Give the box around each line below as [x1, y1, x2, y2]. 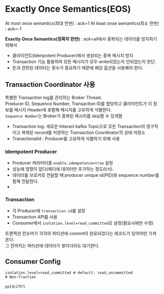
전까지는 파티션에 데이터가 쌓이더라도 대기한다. [10, 243, 100, 249]
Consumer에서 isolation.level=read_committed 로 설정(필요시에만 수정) [12, 220, 154, 226]
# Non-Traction [5, 275, 36, 280]
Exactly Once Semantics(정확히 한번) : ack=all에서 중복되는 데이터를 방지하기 [5, 36, 158, 42]
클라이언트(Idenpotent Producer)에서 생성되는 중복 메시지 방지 [12, 53, 134, 58]
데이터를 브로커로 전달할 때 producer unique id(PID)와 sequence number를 [12, 172, 160, 178]
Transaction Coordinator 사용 [5, 80, 96, 89]
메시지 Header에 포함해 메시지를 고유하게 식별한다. [14, 107, 112, 112]
